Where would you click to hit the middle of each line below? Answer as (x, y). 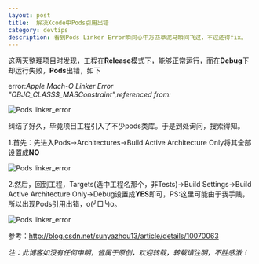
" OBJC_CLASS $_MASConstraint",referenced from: (89, 94)
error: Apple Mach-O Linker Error (61, 86)
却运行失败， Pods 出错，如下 (55, 71)
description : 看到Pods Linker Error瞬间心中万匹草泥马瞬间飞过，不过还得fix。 (128, 37)
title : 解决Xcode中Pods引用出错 (58, 23)
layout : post (29, 15)
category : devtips (38, 30)
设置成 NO (24, 152)
